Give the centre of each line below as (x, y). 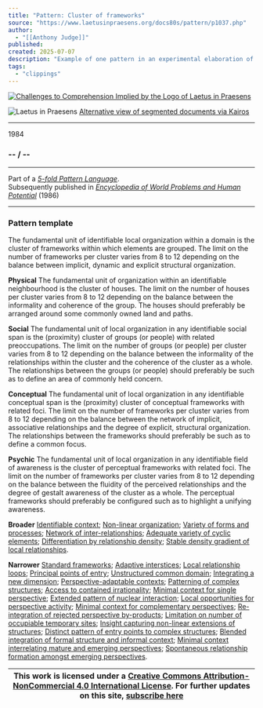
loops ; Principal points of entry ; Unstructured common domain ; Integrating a (131, 573)
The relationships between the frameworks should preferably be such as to (129, 436)
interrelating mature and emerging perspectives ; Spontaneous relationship (128, 648)
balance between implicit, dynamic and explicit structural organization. (122, 265)
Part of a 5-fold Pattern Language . (64, 178)
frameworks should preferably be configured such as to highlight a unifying (130, 501)
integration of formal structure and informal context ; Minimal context (119, 640)
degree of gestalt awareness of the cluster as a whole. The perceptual (121, 493)
